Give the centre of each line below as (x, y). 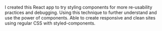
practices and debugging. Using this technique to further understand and (81, 12)
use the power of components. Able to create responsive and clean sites (80, 18)
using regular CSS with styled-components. (50, 23)
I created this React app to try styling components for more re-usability (78, 7)
